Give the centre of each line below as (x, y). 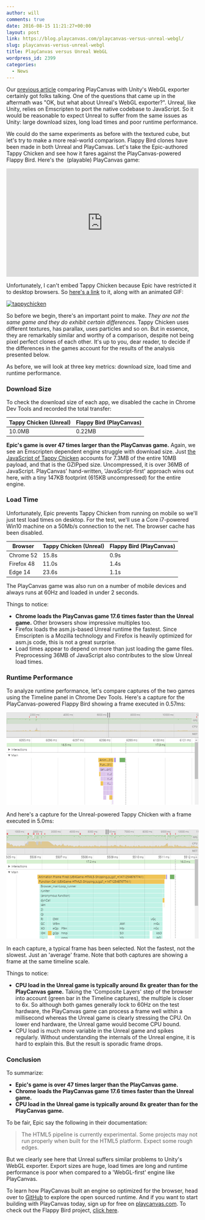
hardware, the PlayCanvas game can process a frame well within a (99, 1011)
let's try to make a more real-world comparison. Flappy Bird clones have (97, 140)
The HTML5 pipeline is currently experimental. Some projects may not (109, 1135)
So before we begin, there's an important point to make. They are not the (98, 316)
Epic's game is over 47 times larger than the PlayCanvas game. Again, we (101, 445)
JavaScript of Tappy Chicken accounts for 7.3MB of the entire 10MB (92, 458)
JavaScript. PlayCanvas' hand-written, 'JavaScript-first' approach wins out (100, 471)
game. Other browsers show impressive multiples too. (83, 622)
